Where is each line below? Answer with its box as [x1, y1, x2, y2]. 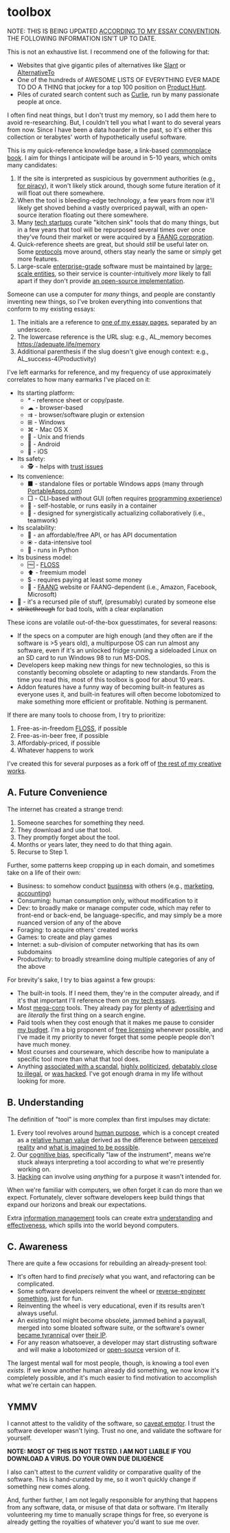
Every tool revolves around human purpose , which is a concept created [16, 1128, 220, 1137]
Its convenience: [16, 472, 65, 480]
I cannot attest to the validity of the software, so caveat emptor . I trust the [7, 1419, 215, 1428]
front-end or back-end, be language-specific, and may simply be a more [16, 911, 222, 919]
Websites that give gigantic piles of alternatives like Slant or [16, 61, 186, 69]
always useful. [16, 1309, 58, 1317]
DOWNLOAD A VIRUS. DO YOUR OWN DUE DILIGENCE [7, 1454, 164, 1463]
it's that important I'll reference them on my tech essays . [16, 996, 177, 1005]
